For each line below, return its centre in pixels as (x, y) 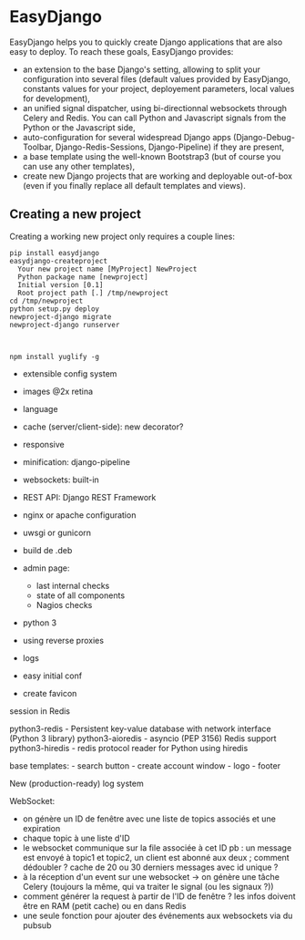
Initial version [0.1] (61, 284)
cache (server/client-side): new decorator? (103, 427)
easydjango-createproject (58, 261)
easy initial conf (52, 676)
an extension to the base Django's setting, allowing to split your (142, 69)
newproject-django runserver (65, 325)
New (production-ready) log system (76, 783)
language (40, 408)
